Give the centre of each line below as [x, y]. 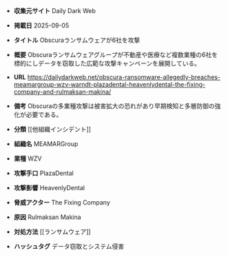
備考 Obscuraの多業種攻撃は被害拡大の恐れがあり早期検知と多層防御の [114, 106]
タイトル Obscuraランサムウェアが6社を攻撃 [77, 40]
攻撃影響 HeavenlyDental [49, 188]
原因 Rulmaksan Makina [47, 217]
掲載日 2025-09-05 [41, 25]
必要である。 [44, 114]
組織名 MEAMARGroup [46, 144]
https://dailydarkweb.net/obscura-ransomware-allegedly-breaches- [124, 77]
